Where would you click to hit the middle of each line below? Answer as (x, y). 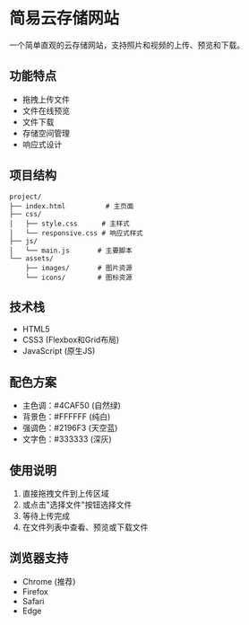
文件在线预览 (46, 110)
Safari (33, 601)
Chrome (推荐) (49, 581)
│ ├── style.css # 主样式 (69, 224)
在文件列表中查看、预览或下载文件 (85, 527)
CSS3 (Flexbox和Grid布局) (71, 340)
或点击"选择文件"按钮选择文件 (77, 505)
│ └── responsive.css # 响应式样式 (76, 233)
